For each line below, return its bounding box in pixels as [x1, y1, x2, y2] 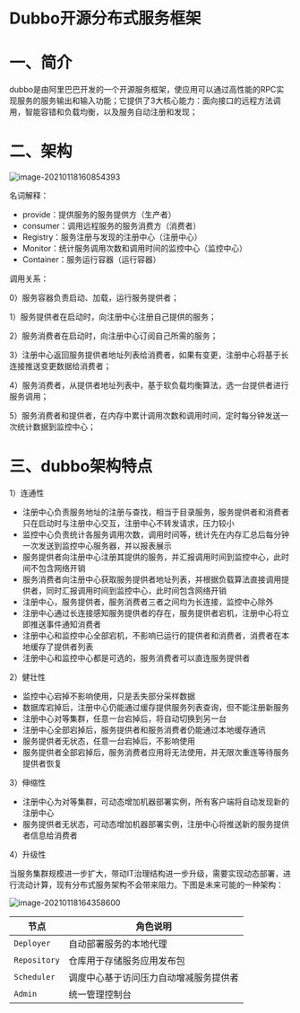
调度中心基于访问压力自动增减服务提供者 [68, 972, 239, 983]
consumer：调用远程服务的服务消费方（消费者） [21, 221, 201, 232]
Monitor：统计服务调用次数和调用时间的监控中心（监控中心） [21, 243, 248, 254]
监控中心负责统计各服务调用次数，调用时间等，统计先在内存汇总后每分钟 [21, 529, 289, 540]
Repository [13, 956, 60, 965]
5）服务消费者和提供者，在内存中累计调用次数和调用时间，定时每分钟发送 [9, 410, 281, 421]
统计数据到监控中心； [16, 421, 96, 432]
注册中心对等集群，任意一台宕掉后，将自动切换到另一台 [21, 713, 227, 724]
